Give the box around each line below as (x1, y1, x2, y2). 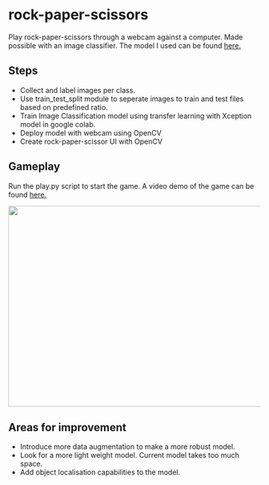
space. (19, 459, 42, 469)
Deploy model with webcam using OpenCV (19, 128, 162, 137)
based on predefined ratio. (19, 102, 108, 112)
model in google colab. (19, 119, 96, 129)
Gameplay (8, 160, 61, 173)
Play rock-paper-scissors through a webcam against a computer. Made (8, 32, 243, 42)
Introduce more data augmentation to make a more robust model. (19, 442, 235, 451)
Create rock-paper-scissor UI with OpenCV (19, 137, 163, 146)
